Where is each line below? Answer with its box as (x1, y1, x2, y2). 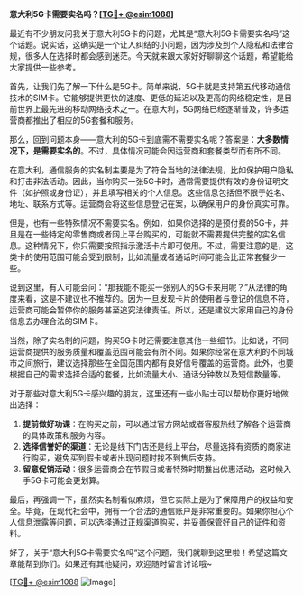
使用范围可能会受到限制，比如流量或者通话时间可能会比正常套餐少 (32, 252, 278, 262)
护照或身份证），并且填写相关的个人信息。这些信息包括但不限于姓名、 (32, 187, 290, 198)
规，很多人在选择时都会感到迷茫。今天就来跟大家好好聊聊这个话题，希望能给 (9, 51, 294, 61)
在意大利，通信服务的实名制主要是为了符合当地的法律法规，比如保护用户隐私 (9, 164, 294, 175)
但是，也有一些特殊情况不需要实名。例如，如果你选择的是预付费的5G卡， (9, 218, 281, 228)
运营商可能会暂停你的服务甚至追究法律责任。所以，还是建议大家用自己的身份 (9, 304, 294, 315)
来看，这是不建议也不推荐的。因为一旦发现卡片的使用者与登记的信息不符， (16, 293, 294, 303)
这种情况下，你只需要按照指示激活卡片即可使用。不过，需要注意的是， (24, 240, 286, 251)
